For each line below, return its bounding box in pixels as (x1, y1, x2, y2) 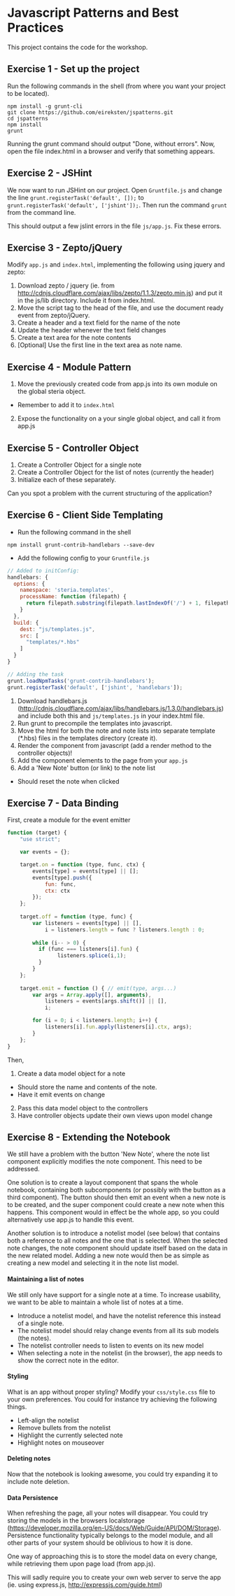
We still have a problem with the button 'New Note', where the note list (7, 1150, 210, 1159)
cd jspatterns (7, 115, 49, 122)
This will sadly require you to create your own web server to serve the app (7, 1573, 222, 1582)
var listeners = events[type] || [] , (32, 919, 142, 926)
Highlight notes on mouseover (17, 1438, 105, 1446)
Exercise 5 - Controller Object (7, 442, 139, 454)
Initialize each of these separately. (17, 476, 117, 483)
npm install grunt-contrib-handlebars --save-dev (7, 541, 155, 549)
